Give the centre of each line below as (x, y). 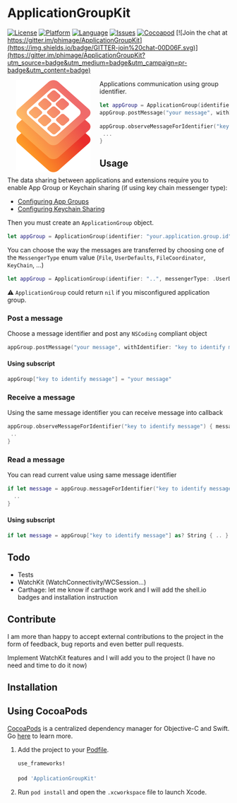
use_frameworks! (41, 763)
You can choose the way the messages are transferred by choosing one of (116, 250)
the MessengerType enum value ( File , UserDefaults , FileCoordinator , (107, 257)
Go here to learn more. (40, 736)
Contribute (32, 620)
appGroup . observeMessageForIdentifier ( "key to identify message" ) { (110, 427)
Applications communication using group (159, 83)
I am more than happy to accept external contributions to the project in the (115, 636)
